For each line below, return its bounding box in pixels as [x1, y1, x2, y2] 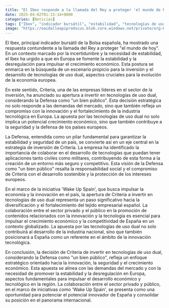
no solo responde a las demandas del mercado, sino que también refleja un [5, 103, 161, 109]
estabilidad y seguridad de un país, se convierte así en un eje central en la [5, 139, 159, 145]
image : [5, 26, 19, 31]
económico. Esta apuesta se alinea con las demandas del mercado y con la [5, 265, 161, 271]
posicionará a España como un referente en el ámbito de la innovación [5, 234, 151, 240]
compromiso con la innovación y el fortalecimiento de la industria [5, 108, 140, 114]
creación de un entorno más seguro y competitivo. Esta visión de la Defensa [5, 161, 163, 167]
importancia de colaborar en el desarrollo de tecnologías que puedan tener [5, 150, 161, 156]
